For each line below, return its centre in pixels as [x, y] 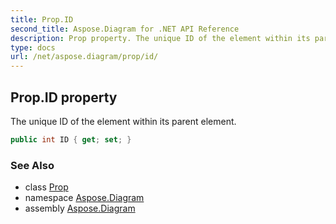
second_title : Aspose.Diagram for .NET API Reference [125, 29]
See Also [32, 165]
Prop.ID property [64, 97]
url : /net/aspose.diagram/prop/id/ [84, 57]
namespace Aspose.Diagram [84, 198]
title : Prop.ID [42, 19]
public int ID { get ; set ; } [71, 139]
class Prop [46, 187]
